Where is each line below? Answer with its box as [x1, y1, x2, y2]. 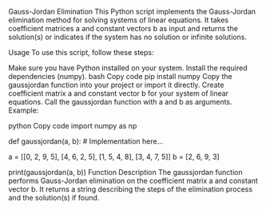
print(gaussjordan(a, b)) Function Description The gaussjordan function [8, 168, 243, 176]
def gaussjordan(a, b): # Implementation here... [8, 137, 164, 146]
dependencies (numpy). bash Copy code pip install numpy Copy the [8, 72, 233, 81]
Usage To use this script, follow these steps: [8, 48, 154, 57]
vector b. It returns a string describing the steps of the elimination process [8, 184, 253, 194]
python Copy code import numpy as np [8, 121, 137, 130]
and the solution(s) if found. [8, 193, 100, 202]
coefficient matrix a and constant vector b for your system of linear [8, 89, 229, 98]
